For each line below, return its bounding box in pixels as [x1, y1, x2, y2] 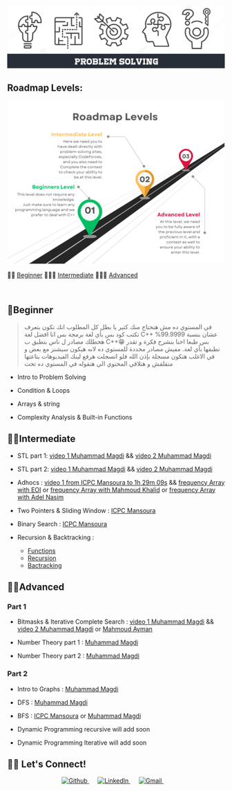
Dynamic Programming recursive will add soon [17, 725, 151, 733]
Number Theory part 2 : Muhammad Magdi [17, 652, 140, 660]
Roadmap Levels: [7, 82, 83, 93]
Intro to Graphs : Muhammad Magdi [17, 685, 119, 693]
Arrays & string [17, 400, 60, 408]
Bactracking [27, 561, 62, 569]
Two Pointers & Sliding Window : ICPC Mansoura [17, 506, 156, 514]
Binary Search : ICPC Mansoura [17, 519, 108, 528]
